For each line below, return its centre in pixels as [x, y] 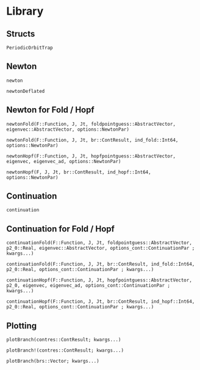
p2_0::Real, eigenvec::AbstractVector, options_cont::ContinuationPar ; [101, 248]
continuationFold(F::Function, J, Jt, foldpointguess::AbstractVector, [99, 243]
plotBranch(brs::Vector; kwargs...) [53, 361]
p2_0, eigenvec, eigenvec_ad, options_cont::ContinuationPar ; [88, 286]
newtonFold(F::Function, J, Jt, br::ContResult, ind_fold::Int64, [92, 140]
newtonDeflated [26, 91]
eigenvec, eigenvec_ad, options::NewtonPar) [64, 161]
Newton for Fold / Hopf [50, 110]
